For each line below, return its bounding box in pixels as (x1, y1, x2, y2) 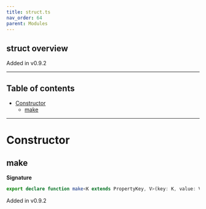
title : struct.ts (6, 9, 51, 15)
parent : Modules (6, 20, 48, 26)
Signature (6, 174, 32, 181)
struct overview (6, 43, 69, 53)
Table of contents (6, 83, 75, 93)
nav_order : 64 (6, 15, 43, 21)
